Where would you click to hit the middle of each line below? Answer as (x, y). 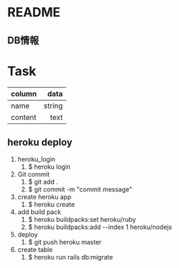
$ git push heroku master (65, 242)
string (53, 106)
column (24, 94)
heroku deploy (40, 142)
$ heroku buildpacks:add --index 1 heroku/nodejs (100, 227)
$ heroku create (52, 205)
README (34, 12)
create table (35, 250)
